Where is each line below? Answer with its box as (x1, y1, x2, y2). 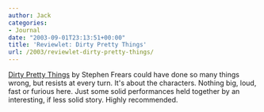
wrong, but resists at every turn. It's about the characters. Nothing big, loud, (8, 78, 257, 88)
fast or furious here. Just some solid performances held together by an (8, 87, 240, 95)
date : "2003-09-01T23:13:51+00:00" (8, 33, 126, 42)
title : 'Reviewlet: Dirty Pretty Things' (8, 41, 147, 49)
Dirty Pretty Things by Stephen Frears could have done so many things (8, 70, 240, 79)
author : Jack (8, 11, 52, 20)
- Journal (8, 26, 41, 34)
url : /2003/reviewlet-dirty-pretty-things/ (8, 48, 155, 56)
